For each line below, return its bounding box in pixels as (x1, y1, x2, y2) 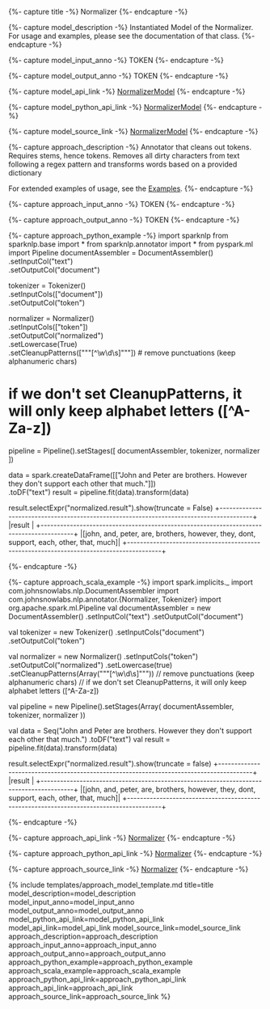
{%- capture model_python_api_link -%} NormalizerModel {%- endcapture (8, 103, 257, 112)
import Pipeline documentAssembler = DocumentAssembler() (8, 248, 214, 257)
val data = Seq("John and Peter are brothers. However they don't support (8, 725, 252, 735)
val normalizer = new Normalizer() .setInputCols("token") (8, 651, 199, 661)
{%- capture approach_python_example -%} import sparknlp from (8, 230, 229, 240)
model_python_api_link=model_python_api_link (8, 914, 164, 924)
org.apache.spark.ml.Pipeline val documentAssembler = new (8, 602, 212, 613)
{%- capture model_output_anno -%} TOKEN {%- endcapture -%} (8, 71, 229, 80)
